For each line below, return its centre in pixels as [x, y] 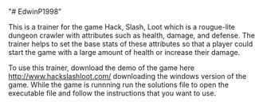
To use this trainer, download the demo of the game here [102, 68]
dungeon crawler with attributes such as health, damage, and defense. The [131, 35]
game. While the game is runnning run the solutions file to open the [119, 84]
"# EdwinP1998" [35, 12]
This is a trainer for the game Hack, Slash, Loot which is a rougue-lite [122, 27]
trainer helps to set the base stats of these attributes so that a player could [131, 44]
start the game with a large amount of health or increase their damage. [124, 52]
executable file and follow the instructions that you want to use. [112, 93]
